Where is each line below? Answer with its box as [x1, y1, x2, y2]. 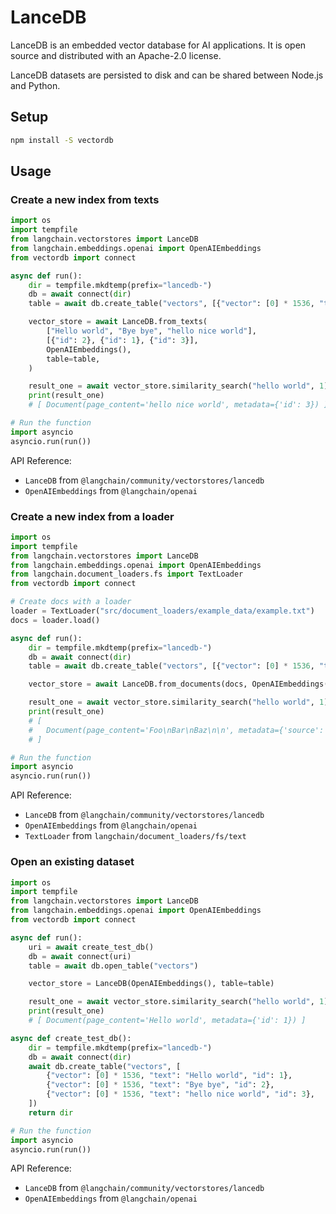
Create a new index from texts [10, 192, 160, 206]
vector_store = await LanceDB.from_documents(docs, [28, 679, 248, 690]
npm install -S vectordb [10, 135, 114, 145]
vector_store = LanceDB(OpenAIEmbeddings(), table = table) [28, 979, 275, 989]
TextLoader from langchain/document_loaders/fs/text [24, 830, 247, 842]
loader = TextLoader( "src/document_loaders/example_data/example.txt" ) [10, 606, 315, 616]
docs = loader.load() [10, 615, 101, 625]
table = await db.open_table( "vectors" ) [28, 961, 199, 971]
